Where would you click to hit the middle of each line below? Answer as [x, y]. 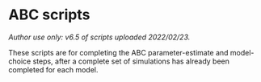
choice [20, 61]
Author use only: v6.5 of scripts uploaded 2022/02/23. [99, 37]
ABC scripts [49, 15]
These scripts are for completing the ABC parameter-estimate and [118, 52]
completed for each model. [53, 69]
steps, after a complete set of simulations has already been [131, 61]
